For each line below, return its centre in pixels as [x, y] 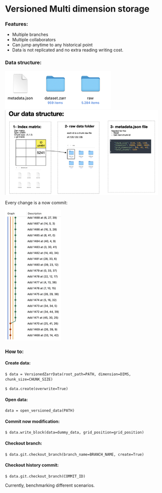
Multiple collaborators [34, 40]
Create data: [18, 363]
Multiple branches [30, 34]
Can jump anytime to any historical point [52, 45]
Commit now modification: [32, 421]
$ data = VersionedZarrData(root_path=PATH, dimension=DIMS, [68, 374]
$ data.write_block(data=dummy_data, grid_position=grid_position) [75, 432]
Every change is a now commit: [36, 203]
